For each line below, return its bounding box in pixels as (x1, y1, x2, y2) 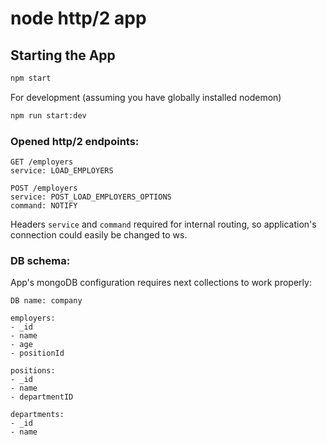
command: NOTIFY (10, 201, 78, 211)
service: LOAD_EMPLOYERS (10, 166, 114, 176)
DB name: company (10, 296, 83, 306)
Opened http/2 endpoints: (10, 134, 140, 148)
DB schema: (10, 253, 71, 267)
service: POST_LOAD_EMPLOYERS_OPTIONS (10, 192, 172, 202)
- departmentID (10, 392, 74, 402)
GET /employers (10, 157, 74, 167)
